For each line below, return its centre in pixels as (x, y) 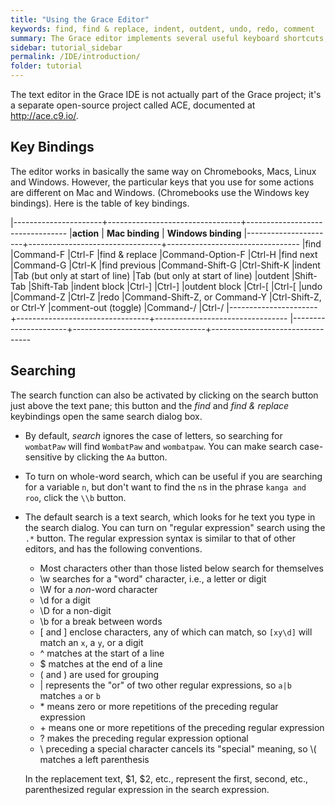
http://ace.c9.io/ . (44, 115)
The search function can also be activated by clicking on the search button (164, 395)
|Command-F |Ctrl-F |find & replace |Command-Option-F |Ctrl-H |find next (164, 254)
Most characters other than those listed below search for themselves (181, 568)
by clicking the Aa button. (116, 457)
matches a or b (70, 695)
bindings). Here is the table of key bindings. (100, 203)
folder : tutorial (46, 66)
